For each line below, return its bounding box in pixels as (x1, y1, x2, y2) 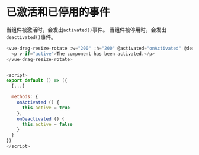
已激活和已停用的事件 (6, 5, 111, 19)
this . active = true (21, 105, 70, 111)
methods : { (11, 94, 38, 100)
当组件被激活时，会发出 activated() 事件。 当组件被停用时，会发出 (6, 26, 167, 33)
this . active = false (21, 121, 73, 127)
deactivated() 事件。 (6, 33, 57, 40)
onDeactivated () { (17, 116, 65, 122)
